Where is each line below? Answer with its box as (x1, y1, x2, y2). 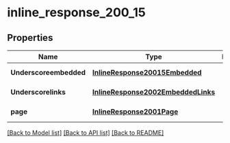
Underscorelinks (10, 87, 66, 97)
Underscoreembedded (10, 68, 86, 77)
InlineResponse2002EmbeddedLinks (92, 87, 216, 97)
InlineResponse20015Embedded (92, 68, 202, 77)
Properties (7, 32, 53, 44)
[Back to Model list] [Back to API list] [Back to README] (7, 129, 164, 137)
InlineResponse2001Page (92, 107, 179, 116)
